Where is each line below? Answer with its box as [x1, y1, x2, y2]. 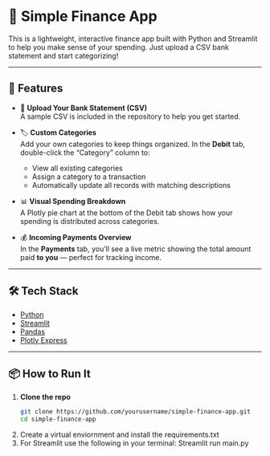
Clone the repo [19, 393, 71, 402]
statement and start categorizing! [8, 51, 119, 60]
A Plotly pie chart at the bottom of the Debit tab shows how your [19, 208, 233, 218]
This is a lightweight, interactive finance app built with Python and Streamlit [8, 34, 258, 43]
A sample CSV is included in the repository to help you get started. [19, 112, 241, 121]
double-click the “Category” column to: [19, 148, 150, 157]
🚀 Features [8, 82, 63, 96]
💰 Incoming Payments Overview [19, 232, 132, 242]
